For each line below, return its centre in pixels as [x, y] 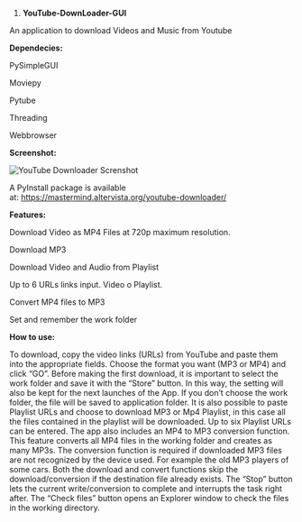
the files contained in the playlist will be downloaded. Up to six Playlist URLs [150, 421]
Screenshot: [33, 153]
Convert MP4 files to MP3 [57, 302]
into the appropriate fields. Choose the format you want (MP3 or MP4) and [148, 364]
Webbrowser [33, 135]
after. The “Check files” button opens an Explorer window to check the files [149, 498]
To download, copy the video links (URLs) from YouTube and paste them [144, 354]
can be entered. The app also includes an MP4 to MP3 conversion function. [150, 431]
